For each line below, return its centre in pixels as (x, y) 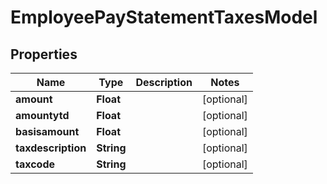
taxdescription (51, 148)
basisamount (47, 131)
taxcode (35, 164)
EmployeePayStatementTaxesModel (164, 17)
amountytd (42, 115)
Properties (44, 54)
